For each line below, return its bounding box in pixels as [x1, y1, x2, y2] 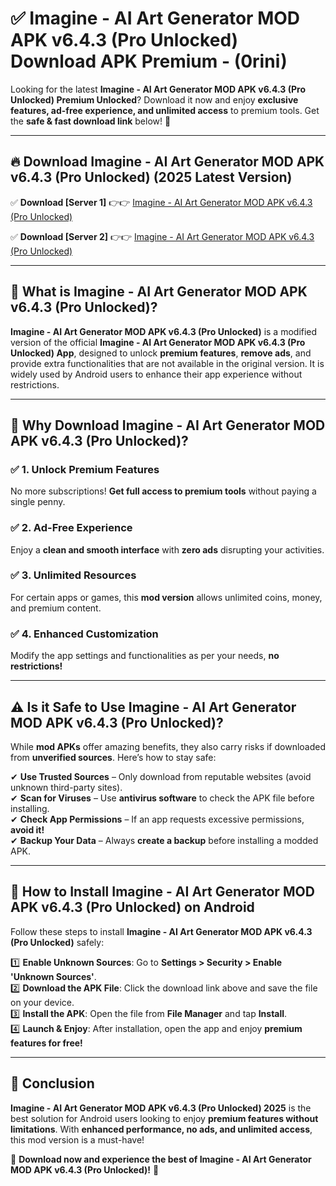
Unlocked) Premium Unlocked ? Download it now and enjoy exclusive [10, 93, 299, 106]
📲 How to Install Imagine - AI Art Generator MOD [10, 883, 315, 901]
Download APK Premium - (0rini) [10, 50, 288, 73]
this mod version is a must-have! [10, 1133, 145, 1146]
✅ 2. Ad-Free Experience [10, 521, 133, 535]
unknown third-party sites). [10, 781, 123, 793]
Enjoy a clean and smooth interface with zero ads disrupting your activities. [10, 543, 325, 556]
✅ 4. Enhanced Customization [10, 627, 159, 641]
